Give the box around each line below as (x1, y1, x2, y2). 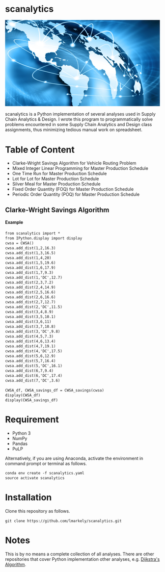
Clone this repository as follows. (5, 508, 70, 514)
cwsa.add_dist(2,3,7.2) (5, 280, 54, 285)
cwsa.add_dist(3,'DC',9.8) (5, 329, 60, 334)
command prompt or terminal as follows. (5, 460, 87, 467)
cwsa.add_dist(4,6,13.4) (5, 339, 56, 344)
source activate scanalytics (5, 475, 65, 480)
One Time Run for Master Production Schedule (12, 171, 107, 177)
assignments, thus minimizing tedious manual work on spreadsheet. (5, 127, 142, 133)
